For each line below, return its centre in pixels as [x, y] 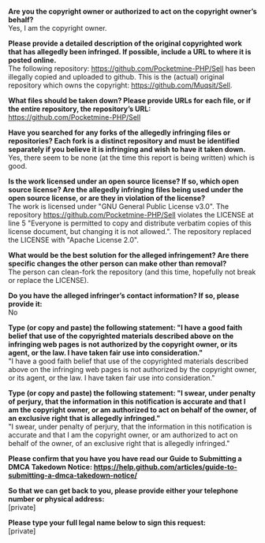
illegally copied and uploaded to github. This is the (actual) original [116, 77]
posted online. [32, 60]
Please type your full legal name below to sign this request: [107, 523]
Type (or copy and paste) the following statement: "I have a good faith [125, 327]
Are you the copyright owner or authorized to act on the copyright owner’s [132, 11]
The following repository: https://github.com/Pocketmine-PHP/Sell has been [132, 69]
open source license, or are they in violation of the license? [107, 198]
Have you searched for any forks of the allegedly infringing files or [119, 132]
